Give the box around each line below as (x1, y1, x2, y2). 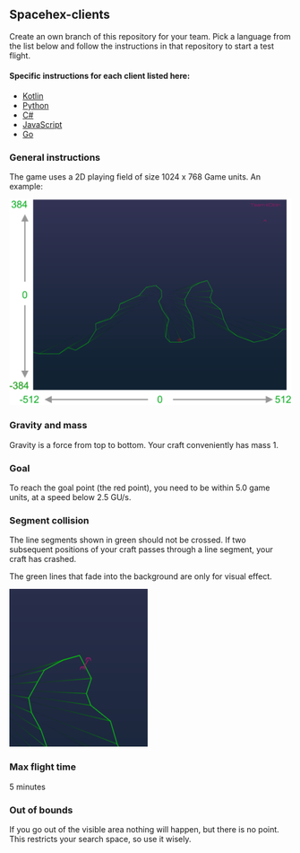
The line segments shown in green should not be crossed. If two (9, 534, 246, 546)
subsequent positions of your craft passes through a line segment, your (9, 544, 273, 555)
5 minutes (9, 781, 47, 792)
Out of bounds (9, 804, 73, 816)
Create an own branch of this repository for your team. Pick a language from (9, 31, 291, 41)
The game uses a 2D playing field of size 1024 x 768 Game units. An (9, 171, 261, 182)
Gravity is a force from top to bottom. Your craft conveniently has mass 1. (9, 439, 279, 450)
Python (21, 101, 49, 111)
